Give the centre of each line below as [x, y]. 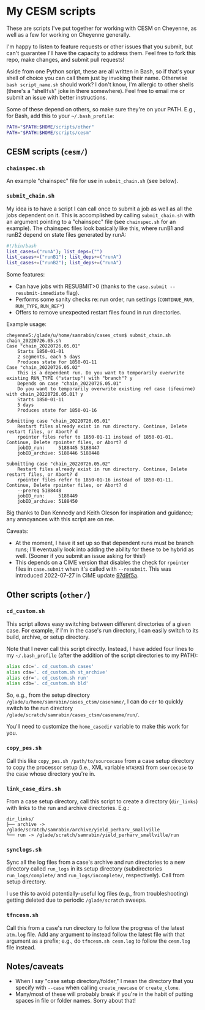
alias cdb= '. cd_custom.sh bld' [47, 683]
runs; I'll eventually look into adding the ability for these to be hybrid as [105, 549]
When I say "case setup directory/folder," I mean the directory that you [104, 981]
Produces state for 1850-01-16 [57, 410]
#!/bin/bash [21, 246]
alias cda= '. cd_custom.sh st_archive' [57, 672]
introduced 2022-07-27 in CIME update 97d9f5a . [77, 576]
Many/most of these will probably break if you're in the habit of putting [104, 994]
